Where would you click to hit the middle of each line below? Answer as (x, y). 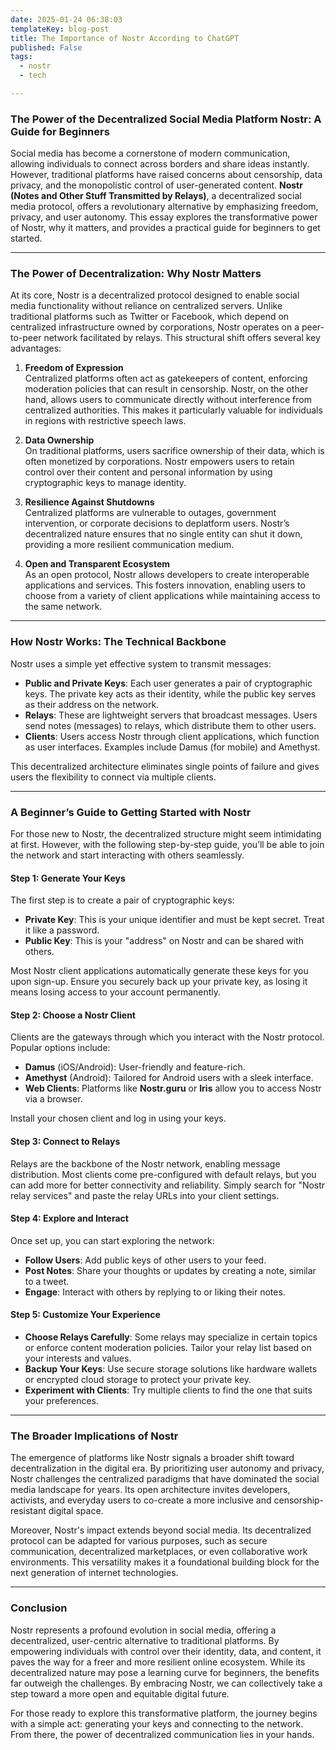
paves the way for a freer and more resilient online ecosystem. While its (158, 1662)
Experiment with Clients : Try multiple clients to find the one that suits (168, 1390)
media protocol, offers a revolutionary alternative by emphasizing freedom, (164, 207)
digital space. (76, 1511)
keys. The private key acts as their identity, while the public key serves (170, 693)
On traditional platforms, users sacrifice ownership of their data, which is (174, 451)
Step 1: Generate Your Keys (68, 878)
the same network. (63, 607)
